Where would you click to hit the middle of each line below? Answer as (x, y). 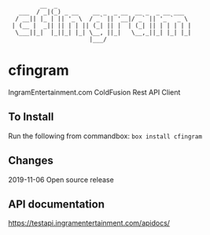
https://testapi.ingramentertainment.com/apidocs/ (89, 223)
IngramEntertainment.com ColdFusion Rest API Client (94, 92)
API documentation (56, 204)
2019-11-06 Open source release (61, 179)
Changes (31, 161)
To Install (31, 117)
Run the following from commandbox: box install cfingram (105, 136)
